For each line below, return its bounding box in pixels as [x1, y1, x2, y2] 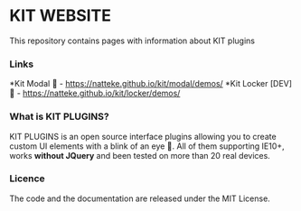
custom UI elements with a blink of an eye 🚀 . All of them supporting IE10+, [9, 141, 285, 151]
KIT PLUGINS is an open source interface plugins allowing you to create [9, 131, 277, 142]
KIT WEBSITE [9, 5, 111, 26]
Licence [9, 172, 45, 185]
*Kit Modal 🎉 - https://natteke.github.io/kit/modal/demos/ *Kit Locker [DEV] [9, 78, 292, 89]
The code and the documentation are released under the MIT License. [9, 193, 271, 204]
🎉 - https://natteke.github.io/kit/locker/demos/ [9, 87, 181, 99]
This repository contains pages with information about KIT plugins [9, 35, 256, 46]
